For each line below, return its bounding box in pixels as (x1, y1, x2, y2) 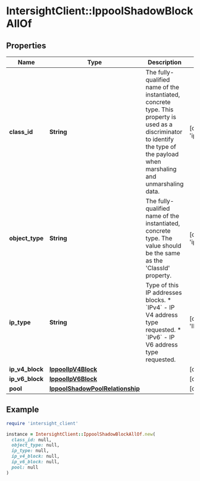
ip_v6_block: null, (11, 459, 60, 465)
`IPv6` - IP (145, 333, 175, 341)
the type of (145, 143, 177, 151)
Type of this (145, 281, 179, 289)
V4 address (145, 311, 178, 319)
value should (145, 242, 182, 249)
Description (148, 58, 182, 66)
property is (145, 113, 177, 121)
